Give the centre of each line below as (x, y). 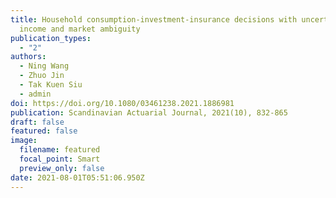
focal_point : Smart (60, 159)
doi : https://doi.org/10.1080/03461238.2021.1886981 (122, 103)
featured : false (44, 131)
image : (24, 141)
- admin (35, 94)
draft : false (37, 122)
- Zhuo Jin (42, 76)
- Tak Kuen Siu (51, 85)
